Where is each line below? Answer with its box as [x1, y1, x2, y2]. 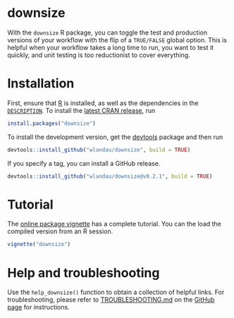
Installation [7, 75, 75, 92]
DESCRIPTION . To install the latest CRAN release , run [7, 106, 156, 114]
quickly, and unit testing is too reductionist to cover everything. [7, 51, 190, 59]
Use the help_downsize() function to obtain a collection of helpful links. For [7, 288, 225, 297]
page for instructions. [7, 303, 70, 312]
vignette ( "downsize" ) [7, 241, 71, 248]
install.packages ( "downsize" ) [7, 120, 97, 127]
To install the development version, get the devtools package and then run [7, 133, 223, 141]
